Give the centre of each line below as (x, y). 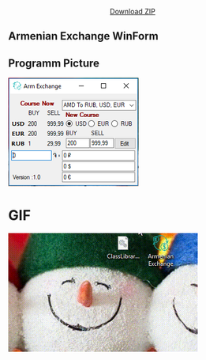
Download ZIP (133, 11)
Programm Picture (54, 63)
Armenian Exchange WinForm (84, 36)
